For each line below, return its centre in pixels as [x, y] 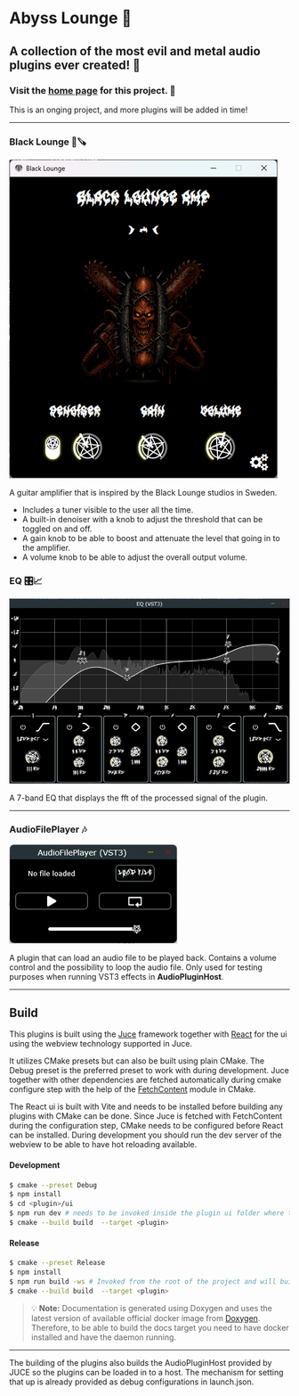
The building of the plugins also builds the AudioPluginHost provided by [141, 1362]
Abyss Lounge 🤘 [71, 18]
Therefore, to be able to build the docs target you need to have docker [160, 1327]
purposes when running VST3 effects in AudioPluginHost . [117, 976]
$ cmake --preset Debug [53, 1185]
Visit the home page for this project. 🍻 [93, 90]
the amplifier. [46, 548]
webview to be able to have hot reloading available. [103, 1145]
